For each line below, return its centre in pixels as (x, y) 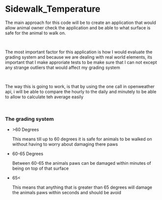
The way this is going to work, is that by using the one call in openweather (80, 86)
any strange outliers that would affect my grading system (63, 67)
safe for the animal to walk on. (35, 33)
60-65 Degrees (28, 154)
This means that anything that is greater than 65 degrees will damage (82, 187)
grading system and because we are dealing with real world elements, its (79, 57)
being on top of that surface (40, 168)
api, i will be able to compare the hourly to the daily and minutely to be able (81, 91)
